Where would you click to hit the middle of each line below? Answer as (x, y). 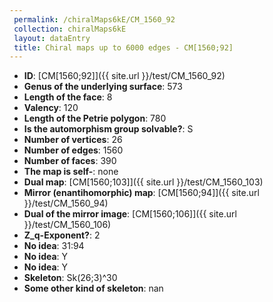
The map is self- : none (71, 172)
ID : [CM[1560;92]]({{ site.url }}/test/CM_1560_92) (124, 76)
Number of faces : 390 (70, 161)
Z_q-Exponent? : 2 (62, 235)
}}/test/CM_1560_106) (67, 225)
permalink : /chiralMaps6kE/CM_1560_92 (94, 19)
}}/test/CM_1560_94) (66, 203)
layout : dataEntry (52, 38)
